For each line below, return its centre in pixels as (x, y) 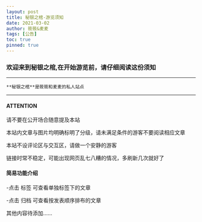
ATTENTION (22, 106)
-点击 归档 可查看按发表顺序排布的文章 (54, 200)
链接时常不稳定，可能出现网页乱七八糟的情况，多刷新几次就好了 (85, 158)
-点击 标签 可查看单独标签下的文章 (49, 187)
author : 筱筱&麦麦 (28, 28)
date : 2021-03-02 (28, 23)
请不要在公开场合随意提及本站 (43, 120)
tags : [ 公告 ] (22, 34)
